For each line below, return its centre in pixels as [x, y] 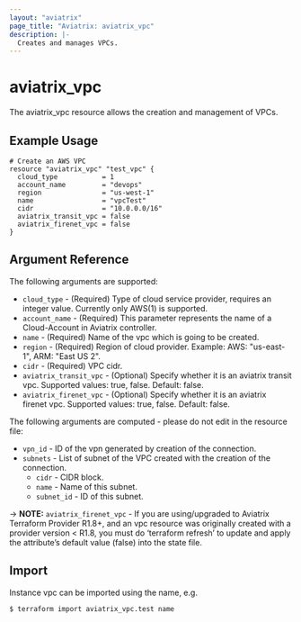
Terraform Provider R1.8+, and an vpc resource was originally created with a [150, 523]
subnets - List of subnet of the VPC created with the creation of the [146, 458]
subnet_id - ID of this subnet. [89, 496]
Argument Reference [69, 260]
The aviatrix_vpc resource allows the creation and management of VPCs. [144, 113]
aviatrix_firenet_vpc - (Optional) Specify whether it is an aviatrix [144, 394]
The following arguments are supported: [84, 281]
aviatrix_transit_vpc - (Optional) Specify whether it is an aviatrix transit [157, 375]
